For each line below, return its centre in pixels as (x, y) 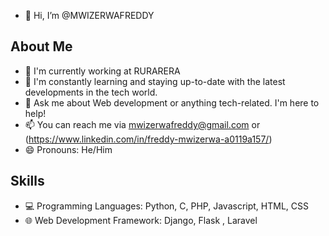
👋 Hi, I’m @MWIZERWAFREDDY (89, 15)
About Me (41, 46)
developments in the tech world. (91, 92)
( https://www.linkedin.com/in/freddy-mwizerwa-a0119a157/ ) (148, 139)
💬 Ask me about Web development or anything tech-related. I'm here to (172, 102)
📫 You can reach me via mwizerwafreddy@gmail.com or (142, 124)
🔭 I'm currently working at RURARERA (102, 71)
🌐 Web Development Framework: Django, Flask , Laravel (141, 220)
